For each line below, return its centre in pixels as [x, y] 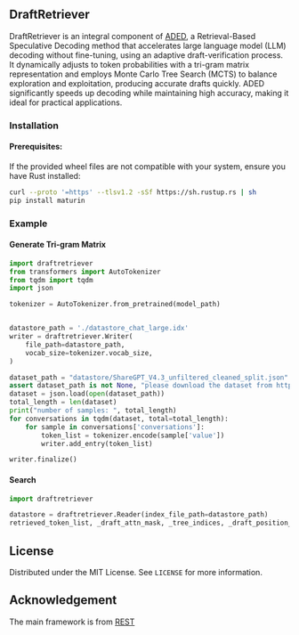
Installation [34, 126]
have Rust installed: [45, 175]
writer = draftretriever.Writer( [71, 337]
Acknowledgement [63, 600]
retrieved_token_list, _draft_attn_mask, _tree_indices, [117, 523]
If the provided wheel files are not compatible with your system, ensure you [148, 166]
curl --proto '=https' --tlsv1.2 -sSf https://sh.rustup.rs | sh [133, 192]
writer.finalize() [43, 460]
